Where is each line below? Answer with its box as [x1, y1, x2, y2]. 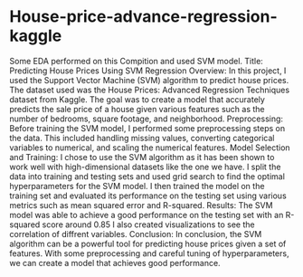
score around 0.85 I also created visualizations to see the [42, 219, 255, 230]
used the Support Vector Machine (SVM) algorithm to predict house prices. [9, 74, 289, 85]
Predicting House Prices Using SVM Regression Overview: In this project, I [9, 65, 287, 76]
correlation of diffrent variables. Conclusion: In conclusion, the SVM [9, 228, 262, 239]
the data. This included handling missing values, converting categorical [9, 132, 275, 143]
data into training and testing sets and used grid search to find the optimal [9, 170, 285, 182]
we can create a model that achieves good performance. [9, 257, 221, 268]
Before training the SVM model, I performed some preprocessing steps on [9, 122, 286, 133]
